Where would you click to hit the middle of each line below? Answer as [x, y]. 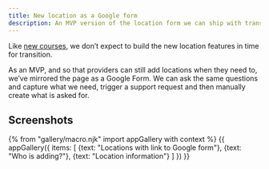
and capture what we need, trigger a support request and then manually [127, 86]
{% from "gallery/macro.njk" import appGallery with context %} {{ [116, 140]
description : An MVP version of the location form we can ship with [125, 23]
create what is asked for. [49, 95]
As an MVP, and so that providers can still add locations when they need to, [133, 69]
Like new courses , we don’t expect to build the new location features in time [134, 45]
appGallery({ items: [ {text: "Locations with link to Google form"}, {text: [125, 147]
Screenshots [41, 120]
